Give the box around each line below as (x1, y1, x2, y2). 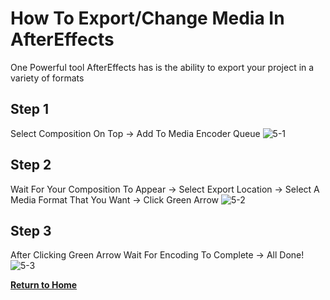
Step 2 (10, 157, 52, 174)
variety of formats (10, 72, 85, 84)
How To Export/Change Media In (10, 7, 285, 30)
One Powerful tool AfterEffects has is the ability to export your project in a (10, 61, 315, 73)
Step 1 (10, 101, 50, 118)
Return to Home (10, 279, 78, 291)
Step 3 (10, 222, 52, 239)
